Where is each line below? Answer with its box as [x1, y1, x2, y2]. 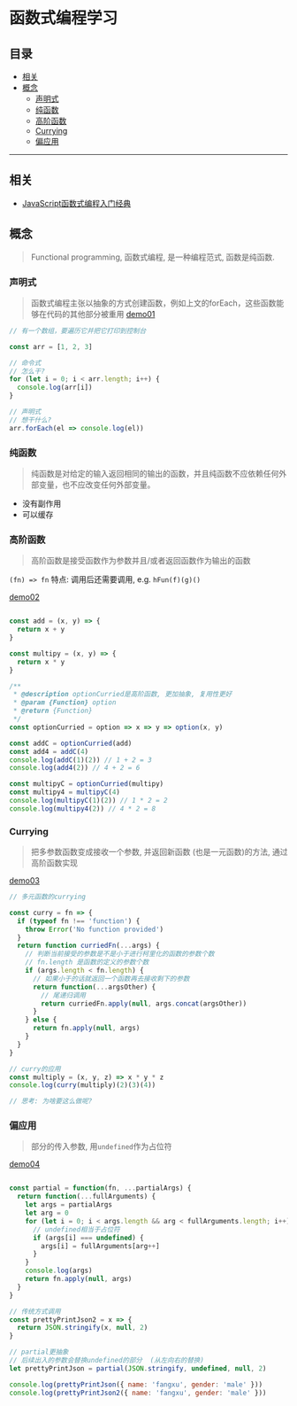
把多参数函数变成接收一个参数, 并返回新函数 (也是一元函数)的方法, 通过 [30, 847, 288, 858]
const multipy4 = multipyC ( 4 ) [9, 788, 121, 797]
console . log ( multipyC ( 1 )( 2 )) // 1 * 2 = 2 [9, 796, 168, 805]
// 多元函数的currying [9, 892, 87, 902]
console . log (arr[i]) [17, 383, 93, 392]
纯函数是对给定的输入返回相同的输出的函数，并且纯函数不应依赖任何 [30, 468, 279, 478]
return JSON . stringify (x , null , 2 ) [17, 1324, 148, 1332]
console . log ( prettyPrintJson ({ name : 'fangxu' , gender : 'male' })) [9, 1379, 263, 1389]
